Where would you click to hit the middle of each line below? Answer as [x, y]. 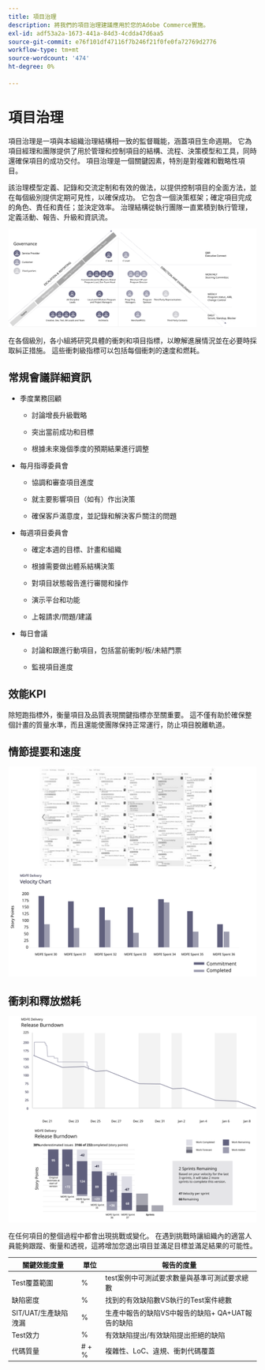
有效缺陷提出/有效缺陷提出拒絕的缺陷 [165, 1334]
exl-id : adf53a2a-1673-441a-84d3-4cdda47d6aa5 [86, 33]
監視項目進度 [52, 667]
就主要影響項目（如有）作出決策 [83, 499]
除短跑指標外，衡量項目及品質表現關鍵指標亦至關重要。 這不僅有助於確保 [127, 714]
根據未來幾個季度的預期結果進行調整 [90, 448]
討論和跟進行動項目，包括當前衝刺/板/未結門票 [106, 650]
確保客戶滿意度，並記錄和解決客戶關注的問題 [104, 516]
